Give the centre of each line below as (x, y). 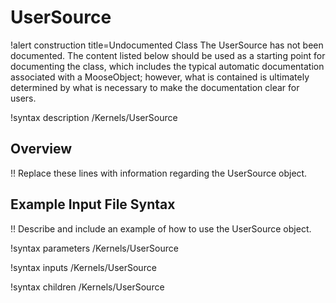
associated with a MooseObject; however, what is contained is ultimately (160, 77)
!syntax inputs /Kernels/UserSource (83, 267)
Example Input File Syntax (93, 204)
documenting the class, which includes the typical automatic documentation (167, 66)
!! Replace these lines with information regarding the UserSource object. (159, 173)
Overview (41, 149)
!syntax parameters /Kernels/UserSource (94, 248)
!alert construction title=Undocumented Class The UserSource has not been (167, 45)
